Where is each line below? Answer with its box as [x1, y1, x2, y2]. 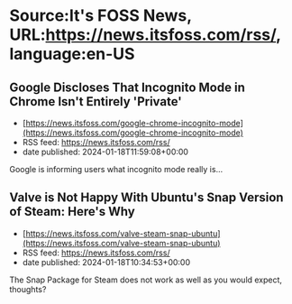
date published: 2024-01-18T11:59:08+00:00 [22, 146, 189, 157]
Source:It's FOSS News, [9, 5, 192, 26]
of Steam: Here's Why [9, 204, 135, 219]
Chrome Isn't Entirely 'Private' [9, 94, 182, 109]
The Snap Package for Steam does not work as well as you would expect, [9, 274, 282, 285]
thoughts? [9, 283, 47, 294]
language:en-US [9, 44, 135, 64]
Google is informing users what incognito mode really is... [9, 164, 224, 174]
